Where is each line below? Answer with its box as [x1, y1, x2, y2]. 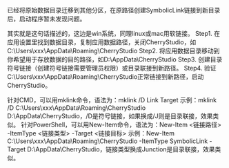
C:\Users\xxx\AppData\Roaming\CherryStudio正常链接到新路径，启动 [7, 73, 204, 81]
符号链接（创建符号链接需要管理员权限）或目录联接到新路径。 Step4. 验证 [7, 64, 217, 72]
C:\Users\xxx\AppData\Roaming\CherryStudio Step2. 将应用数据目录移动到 [7, 47, 220, 55]
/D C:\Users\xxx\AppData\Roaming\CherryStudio [7, 104, 146, 112]
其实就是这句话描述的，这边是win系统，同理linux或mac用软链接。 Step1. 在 [7, 30, 221, 37]
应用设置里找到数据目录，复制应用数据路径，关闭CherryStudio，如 [7, 38, 197, 46]
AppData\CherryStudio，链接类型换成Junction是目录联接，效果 [35, 145, 215, 153]
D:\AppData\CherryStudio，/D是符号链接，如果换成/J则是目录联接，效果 [7, 112, 213, 120]
